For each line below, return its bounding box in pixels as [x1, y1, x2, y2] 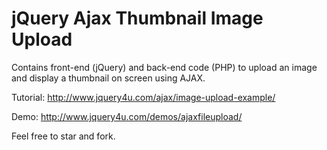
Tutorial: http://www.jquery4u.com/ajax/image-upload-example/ [11, 91, 276, 103]
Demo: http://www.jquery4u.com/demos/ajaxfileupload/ [11, 110, 243, 122]
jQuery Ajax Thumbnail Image [11, 7, 264, 30]
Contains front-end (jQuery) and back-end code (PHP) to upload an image [11, 61, 318, 73]
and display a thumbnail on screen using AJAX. [11, 72, 206, 84]
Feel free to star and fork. [11, 130, 116, 142]
